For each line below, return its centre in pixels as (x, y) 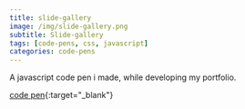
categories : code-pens (52, 52)
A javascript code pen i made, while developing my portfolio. (123, 77)
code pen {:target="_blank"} (61, 95)
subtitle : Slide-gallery (56, 35)
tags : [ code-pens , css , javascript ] (79, 43)
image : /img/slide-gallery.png (69, 26)
